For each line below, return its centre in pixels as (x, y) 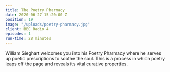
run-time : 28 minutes (28, 39)
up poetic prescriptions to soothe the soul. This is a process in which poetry (85, 58)
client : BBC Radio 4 (27, 29)
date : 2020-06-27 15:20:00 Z (36, 15)
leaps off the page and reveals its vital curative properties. (66, 64)
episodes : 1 (18, 34)
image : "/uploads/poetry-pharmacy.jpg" (48, 24)
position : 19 (19, 19)
